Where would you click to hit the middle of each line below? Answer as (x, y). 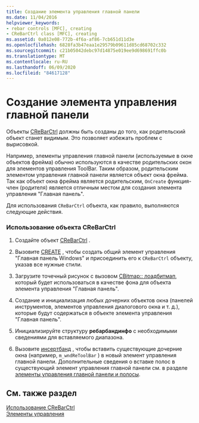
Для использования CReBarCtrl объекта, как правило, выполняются (93, 206)
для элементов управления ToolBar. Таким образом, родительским (92, 168)
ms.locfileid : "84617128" (38, 73)
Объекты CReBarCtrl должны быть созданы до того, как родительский (96, 131)
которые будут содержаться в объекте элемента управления (93, 313)
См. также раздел (42, 393)
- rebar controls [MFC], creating (49, 28)
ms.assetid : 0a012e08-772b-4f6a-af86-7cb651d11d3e (70, 39)
